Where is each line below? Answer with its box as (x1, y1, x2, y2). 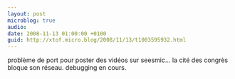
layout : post (7, 10, 46, 18)
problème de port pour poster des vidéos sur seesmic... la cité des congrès (7, 56, 229, 64)
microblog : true (7, 17, 56, 24)
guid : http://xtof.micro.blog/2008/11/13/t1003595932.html (7, 37, 187, 44)
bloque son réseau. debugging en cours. (7, 63, 127, 72)
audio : (7, 23, 27, 30)
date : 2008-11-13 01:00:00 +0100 (7, 30, 107, 37)
